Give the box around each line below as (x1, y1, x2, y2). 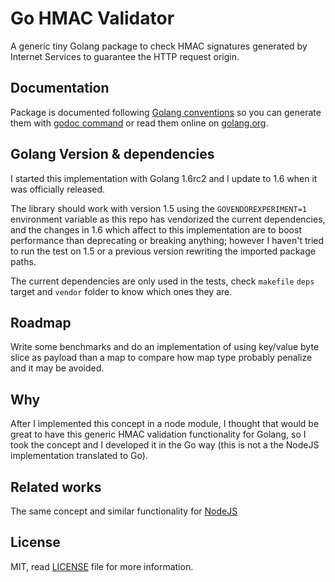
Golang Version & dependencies (10, 146, 215, 163)
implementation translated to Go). (10, 450, 148, 462)
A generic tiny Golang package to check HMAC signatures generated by (10, 40, 308, 52)
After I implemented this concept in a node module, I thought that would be (10, 418, 320, 430)
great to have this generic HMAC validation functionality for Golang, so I (10, 428, 307, 441)
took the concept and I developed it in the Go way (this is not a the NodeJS (10, 439, 320, 451)
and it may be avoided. (10, 362, 105, 374)
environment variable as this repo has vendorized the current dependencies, (10, 213, 326, 225)
